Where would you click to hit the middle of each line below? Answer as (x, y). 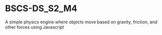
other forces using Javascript (35, 27)
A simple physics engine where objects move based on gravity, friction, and (81, 22)
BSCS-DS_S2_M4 (41, 9)
